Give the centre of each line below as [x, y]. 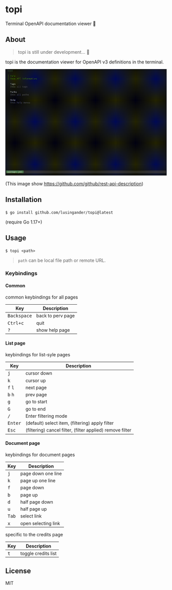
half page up [34, 509]
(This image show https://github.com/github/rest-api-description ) [74, 184]
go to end [36, 409]
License [18, 571]
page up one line [38, 481]
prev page [36, 395]
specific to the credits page [34, 535]
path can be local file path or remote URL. [62, 260]
